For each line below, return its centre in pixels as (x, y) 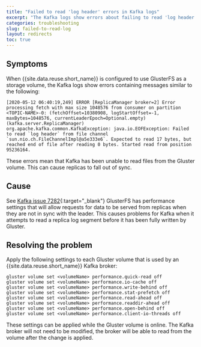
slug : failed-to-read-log (38, 29)
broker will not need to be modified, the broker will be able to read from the (99, 331)
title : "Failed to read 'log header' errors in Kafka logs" (83, 12)
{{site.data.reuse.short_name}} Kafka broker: (62, 266)
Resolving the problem (49, 245)
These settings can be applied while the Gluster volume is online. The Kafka (100, 325)
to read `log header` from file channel (58, 134)
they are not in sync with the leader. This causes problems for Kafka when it (100, 213)
